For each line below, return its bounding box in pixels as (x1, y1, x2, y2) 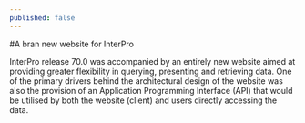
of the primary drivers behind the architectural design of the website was (9, 75, 284, 87)
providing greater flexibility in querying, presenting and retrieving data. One (9, 66, 292, 77)
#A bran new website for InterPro (9, 38, 135, 49)
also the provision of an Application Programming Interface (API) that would (9, 85, 293, 96)
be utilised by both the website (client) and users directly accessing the (9, 95, 278, 106)
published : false (9, 13, 76, 23)
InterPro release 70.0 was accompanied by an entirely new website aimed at (9, 56, 296, 67)
